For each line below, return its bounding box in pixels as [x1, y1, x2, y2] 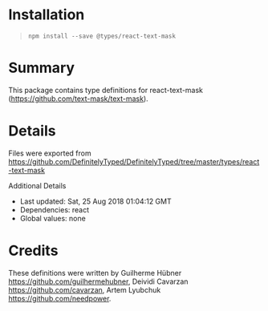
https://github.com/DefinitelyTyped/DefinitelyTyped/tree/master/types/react [8, 156, 260, 166]
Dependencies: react [19, 204, 90, 214]
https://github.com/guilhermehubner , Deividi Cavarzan [8, 277, 189, 286]
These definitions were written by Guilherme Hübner [8, 268, 182, 277]
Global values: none [19, 213, 86, 223]
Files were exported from [8, 148, 91, 158]
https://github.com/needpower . [8, 293, 112, 303]
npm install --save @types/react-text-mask [27, 32, 177, 40]
